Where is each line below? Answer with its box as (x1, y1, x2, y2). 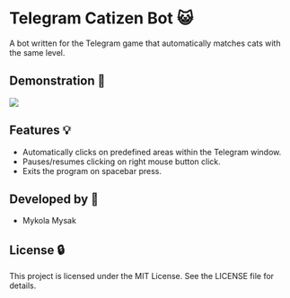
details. (9, 280, 37, 291)
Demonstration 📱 (9, 74, 106, 89)
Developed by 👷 (9, 191, 99, 206)
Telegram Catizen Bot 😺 (9, 8, 194, 29)
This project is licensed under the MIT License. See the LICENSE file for (9, 271, 275, 282)
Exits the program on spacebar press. (22, 165, 162, 176)
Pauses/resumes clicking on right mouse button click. (22, 156, 222, 167)
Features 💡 (9, 123, 72, 138)
